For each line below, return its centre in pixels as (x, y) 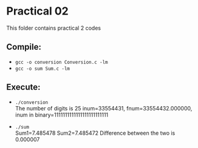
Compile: (24, 47)
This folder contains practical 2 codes (54, 28)
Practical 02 (37, 11)
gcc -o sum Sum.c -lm (42, 69)
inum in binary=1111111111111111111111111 (62, 115)
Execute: (23, 87)
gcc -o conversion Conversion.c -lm (61, 62)
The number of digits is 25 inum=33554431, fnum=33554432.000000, (104, 108)
